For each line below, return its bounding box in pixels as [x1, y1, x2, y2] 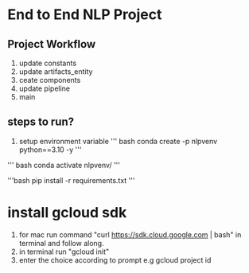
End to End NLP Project [7, 6, 162, 24]
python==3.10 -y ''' [18, 145, 82, 154]
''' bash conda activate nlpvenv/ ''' [7, 160, 121, 170]
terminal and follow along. [18, 238, 104, 248]
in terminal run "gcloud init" [18, 247, 109, 256]
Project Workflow [7, 37, 96, 51]
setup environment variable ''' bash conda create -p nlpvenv [18, 136, 218, 146]
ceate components [18, 76, 81, 84]
